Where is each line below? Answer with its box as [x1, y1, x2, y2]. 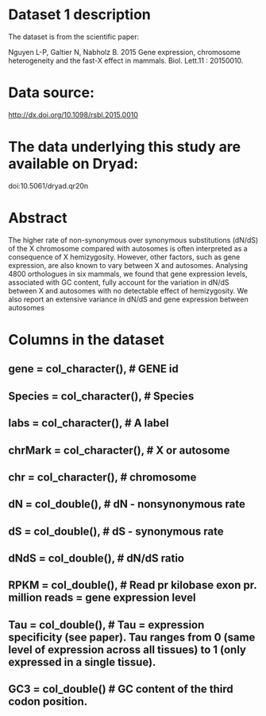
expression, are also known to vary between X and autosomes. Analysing [8, 260, 249, 270]
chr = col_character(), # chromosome [8, 470, 197, 484]
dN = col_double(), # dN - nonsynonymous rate [8, 497, 246, 511]
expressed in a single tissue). [8, 655, 156, 669]
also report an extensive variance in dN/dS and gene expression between [8, 294, 249, 304]
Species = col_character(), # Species [8, 389, 195, 403]
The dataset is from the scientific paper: [8, 32, 140, 41]
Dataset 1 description [8, 6, 151, 24]
